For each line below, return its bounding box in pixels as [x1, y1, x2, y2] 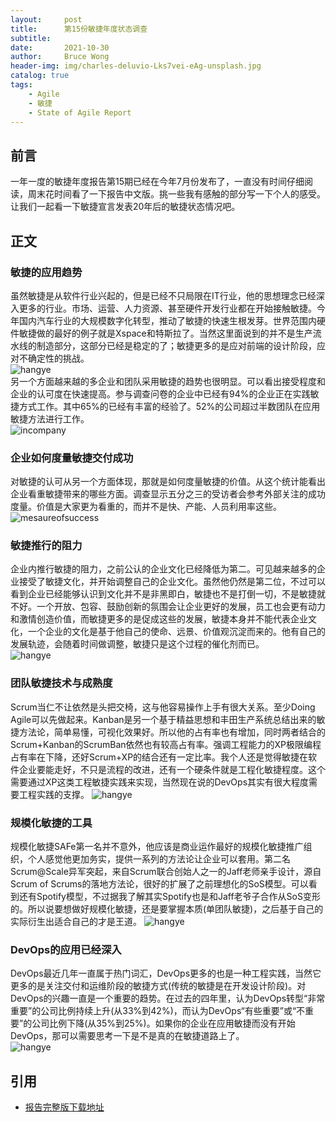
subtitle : [10, 33, 52, 43]
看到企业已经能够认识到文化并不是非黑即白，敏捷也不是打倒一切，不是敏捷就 [10, 588, 326, 600]
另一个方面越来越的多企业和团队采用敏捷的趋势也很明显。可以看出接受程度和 [10, 375, 326, 387]
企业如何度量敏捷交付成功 [10, 451, 134, 465]
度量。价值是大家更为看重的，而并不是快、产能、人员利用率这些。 [10, 501, 282, 513]
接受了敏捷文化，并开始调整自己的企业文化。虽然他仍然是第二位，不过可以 [18, 576, 326, 588]
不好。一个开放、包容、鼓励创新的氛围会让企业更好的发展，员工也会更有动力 [10, 601, 326, 613]
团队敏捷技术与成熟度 [10, 676, 113, 690]
